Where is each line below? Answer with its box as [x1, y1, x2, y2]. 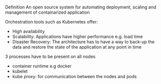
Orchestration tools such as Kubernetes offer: [5, 19, 98, 25]
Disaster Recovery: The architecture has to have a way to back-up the [12, 39, 155, 45]
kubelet [12, 68, 28, 74]
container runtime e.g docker [12, 63, 72, 69]
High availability [12, 28, 45, 34]
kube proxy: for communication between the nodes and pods [12, 74, 137, 79]
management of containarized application [5, 9, 90, 15]
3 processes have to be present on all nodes [5, 54, 96, 59]
